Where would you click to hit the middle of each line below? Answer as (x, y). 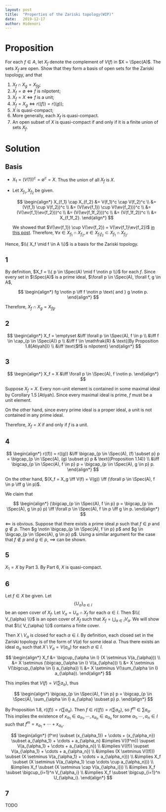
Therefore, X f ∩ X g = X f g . (31, 307)
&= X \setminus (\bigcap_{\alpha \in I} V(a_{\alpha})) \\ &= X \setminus (83, 663)
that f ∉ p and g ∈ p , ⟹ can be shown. (46, 539)
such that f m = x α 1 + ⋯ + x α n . (35, 725)
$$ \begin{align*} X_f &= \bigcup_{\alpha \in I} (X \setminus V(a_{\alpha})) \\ (83, 658)
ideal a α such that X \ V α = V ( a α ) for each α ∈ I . (54, 647)
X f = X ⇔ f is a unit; (33, 98)
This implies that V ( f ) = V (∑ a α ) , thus (42, 684)
